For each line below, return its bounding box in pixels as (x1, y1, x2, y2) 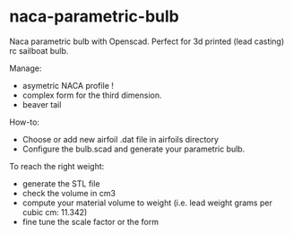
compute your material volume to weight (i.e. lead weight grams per (22, 197, 273, 208)
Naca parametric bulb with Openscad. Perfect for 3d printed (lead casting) (9, 36, 285, 47)
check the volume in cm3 (22, 187, 116, 198)
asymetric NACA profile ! (22, 80, 115, 91)
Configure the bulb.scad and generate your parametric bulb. (22, 143, 246, 154)
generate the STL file (22, 178, 100, 189)
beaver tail (22, 99, 62, 109)
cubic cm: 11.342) (22, 206, 88, 217)
